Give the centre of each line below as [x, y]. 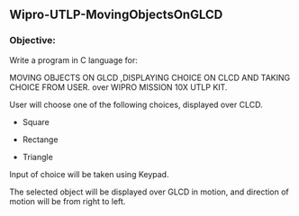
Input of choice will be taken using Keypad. [89, 174]
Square [36, 121]
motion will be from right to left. [68, 201]
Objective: [32, 40]
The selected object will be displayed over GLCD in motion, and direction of [149, 192]
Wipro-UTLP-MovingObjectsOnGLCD [116, 15]
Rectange [40, 139]
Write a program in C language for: [73, 60]
